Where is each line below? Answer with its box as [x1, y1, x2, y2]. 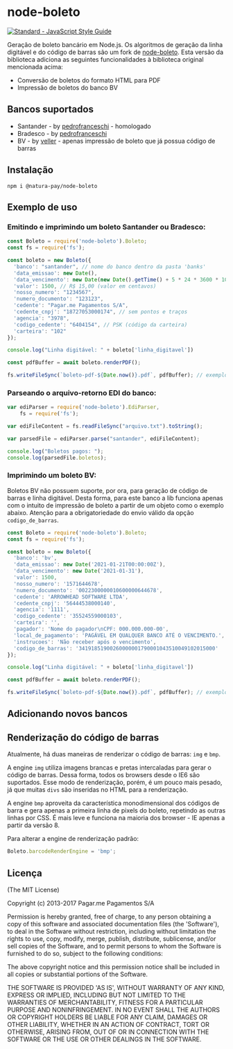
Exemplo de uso [7, 201, 78, 213]
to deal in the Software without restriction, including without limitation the [7, 927, 216, 935]
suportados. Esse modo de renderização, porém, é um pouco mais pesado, [7, 778, 223, 787]
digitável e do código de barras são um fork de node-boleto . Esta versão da [7, 48, 224, 56]
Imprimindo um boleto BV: [7, 471, 97, 480]
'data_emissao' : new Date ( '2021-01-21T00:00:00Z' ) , [13, 561, 166, 569]
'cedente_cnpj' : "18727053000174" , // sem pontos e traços [13, 309, 188, 315]
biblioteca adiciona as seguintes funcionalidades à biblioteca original [7, 55, 204, 63]
